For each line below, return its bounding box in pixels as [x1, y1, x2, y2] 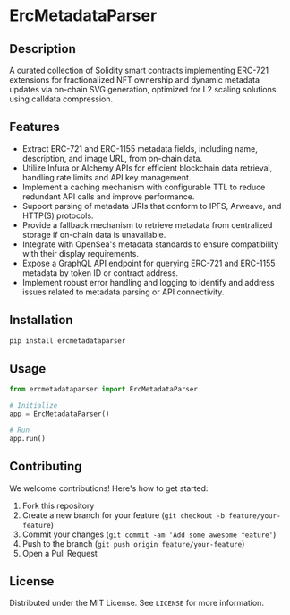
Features [9, 119, 60, 135]
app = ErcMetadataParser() [9, 409, 110, 418]
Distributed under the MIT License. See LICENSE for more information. [9, 598, 264, 609]
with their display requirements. [21, 248, 140, 259]
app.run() [9, 434, 47, 443]
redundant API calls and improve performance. [21, 190, 195, 202]
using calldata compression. [9, 93, 114, 104]
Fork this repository [21, 500, 95, 511]
